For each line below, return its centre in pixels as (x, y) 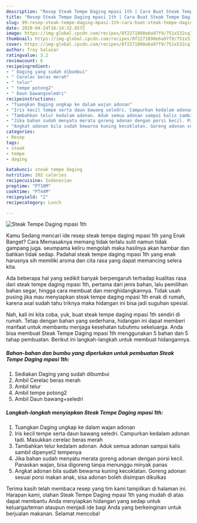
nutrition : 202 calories (36, 175)
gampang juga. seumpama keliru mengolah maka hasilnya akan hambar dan (98, 248)
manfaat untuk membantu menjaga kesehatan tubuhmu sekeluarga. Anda (95, 327)
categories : (21, 132)
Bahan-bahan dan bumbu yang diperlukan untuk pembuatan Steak (90, 353)
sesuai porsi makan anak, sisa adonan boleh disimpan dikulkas (90, 477)
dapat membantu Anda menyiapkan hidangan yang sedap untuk (84, 501)
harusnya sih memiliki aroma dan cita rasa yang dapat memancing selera (94, 261)
